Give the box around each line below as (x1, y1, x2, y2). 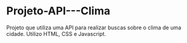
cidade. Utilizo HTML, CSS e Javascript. (6, 30, 106, 37)
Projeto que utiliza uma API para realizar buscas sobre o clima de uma (6, 24, 182, 31)
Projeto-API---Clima (6, 4, 110, 18)
